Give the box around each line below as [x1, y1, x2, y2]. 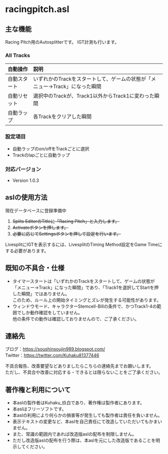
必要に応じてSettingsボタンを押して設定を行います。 [12, 231, 121, 237]
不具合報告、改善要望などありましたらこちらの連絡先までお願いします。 [5, 363, 154, 369]
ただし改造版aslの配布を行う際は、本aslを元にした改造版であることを [12, 437, 156, 443]
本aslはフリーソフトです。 [12, 406, 66, 412]
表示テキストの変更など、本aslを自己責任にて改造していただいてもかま [12, 418, 158, 425]
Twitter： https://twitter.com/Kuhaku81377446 [5, 353, 99, 359]
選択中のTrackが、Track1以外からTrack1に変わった [33, 92, 155, 99]
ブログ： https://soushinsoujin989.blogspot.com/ [5, 346, 105, 352]
